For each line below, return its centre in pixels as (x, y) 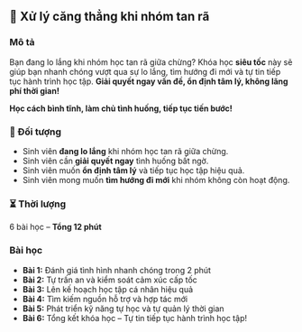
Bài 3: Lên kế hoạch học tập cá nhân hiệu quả (108, 289)
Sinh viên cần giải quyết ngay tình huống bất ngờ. (115, 161)
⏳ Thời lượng (38, 204)
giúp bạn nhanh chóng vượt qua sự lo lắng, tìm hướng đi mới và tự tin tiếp (145, 71)
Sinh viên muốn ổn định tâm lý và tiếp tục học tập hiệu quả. (133, 170)
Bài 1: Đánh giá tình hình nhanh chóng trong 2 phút (117, 270)
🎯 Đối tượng (35, 132)
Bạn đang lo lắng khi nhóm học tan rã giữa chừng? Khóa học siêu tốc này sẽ (151, 62)
